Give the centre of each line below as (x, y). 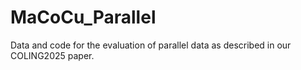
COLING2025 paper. (52, 55)
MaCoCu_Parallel (83, 17)
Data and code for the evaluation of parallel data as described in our (151, 45)
